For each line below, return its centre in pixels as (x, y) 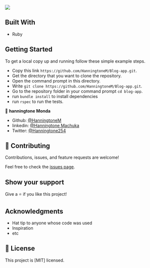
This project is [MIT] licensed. (35, 260)
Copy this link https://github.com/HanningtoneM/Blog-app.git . (74, 70)
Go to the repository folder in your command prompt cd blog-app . (77, 91)
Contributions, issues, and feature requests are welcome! (62, 157)
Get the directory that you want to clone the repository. (67, 76)
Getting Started (29, 49)
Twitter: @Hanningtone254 (39, 131)
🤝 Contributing (28, 146)
